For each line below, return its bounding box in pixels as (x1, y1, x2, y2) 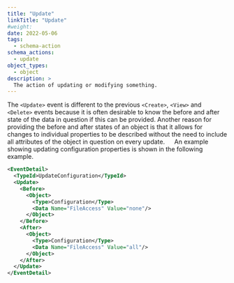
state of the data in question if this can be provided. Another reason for (7, 116, 212, 124)
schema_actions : (7, 49, 54, 56)
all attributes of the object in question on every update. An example (7, 137, 209, 146)
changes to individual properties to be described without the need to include (7, 130, 228, 139)
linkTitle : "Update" (7, 17, 68, 24)
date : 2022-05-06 (7, 29, 58, 37)
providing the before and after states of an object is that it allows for (7, 123, 203, 131)
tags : (7, 36, 23, 43)
